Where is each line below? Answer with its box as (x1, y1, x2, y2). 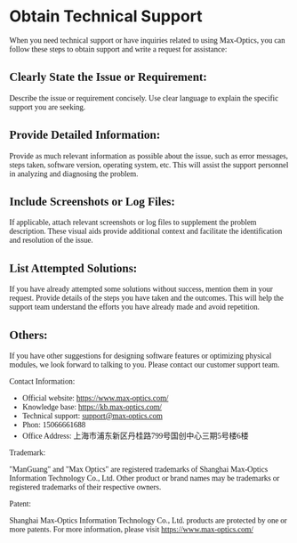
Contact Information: (9, 377, 76, 386)
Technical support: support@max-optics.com (21, 411, 163, 420)
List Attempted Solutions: (9, 261, 138, 275)
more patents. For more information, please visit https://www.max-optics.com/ (9, 525, 253, 534)
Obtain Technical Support (9, 6, 203, 27)
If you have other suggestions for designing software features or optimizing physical (9, 352, 272, 361)
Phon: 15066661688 (21, 420, 86, 429)
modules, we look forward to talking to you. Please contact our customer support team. (9, 361, 280, 369)
